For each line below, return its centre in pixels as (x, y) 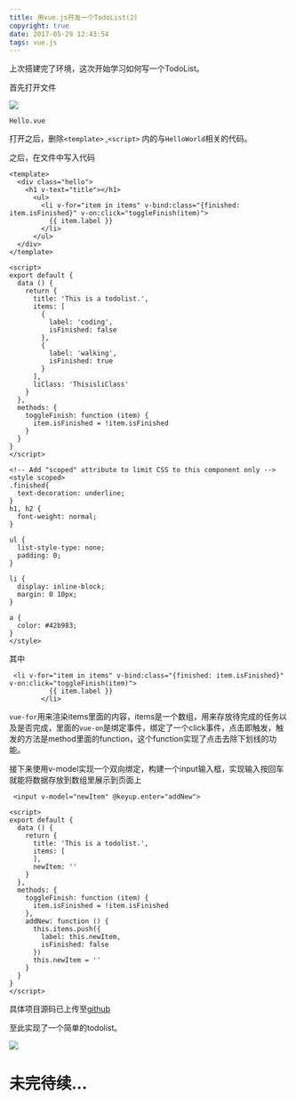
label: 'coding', (81, 322)
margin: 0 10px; (47, 595)
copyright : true (39, 26)
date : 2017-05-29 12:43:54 (59, 34)
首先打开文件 (32, 88)
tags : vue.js (33, 42)
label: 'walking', (83, 353)
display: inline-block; (61, 587)
